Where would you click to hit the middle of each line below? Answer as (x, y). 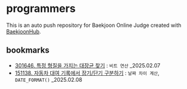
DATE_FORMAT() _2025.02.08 (48, 79)
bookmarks (28, 50)
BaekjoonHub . (24, 31)
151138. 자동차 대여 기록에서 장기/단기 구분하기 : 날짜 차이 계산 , (87, 73)
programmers (41, 9)
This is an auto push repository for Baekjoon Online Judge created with (94, 25)
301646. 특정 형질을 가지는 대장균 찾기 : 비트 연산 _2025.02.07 (88, 65)
